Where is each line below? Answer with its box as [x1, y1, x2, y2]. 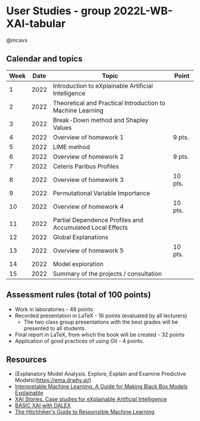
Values [52, 123, 72, 132]
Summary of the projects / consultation [52, 270, 162, 278]
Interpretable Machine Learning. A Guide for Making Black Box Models [14, 383, 188, 390]
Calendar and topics [6, 54, 83, 64]
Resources [6, 354, 47, 364]
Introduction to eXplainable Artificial [52, 82, 153, 90]
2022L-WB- [113, 4, 173, 18]
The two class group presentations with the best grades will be [23, 318, 179, 326]
